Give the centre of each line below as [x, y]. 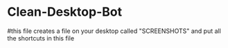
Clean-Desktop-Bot [65, 12]
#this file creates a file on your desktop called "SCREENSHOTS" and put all [114, 31]
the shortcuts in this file [41, 38]
